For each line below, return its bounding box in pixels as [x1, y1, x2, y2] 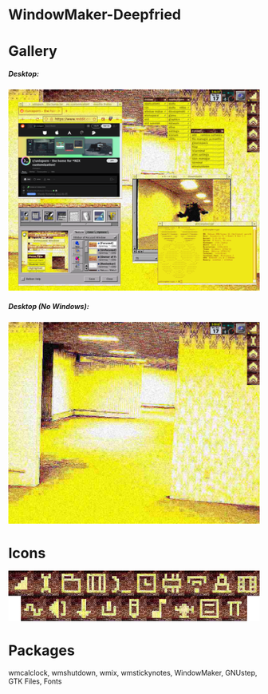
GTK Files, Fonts [8, 676, 62, 686]
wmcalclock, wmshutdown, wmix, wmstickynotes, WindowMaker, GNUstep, [8, 668, 258, 678]
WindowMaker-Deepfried [8, 6, 182, 24]
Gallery [8, 42, 57, 61]
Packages [8, 641, 76, 660]
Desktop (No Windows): [8, 302, 89, 311]
